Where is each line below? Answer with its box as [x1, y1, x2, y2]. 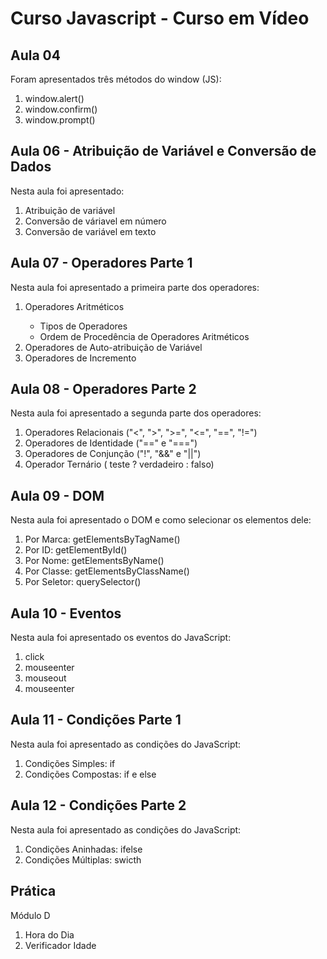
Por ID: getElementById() [24, 544, 128, 556]
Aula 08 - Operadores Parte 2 [10, 381, 197, 398]
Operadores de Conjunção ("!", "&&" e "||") [24, 448, 202, 460]
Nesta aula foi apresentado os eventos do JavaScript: [10, 632, 232, 644]
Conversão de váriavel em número [24, 215, 167, 227]
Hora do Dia [24, 928, 75, 941]
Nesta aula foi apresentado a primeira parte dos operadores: [10, 281, 260, 293]
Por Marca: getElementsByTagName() [24, 533, 181, 546]
